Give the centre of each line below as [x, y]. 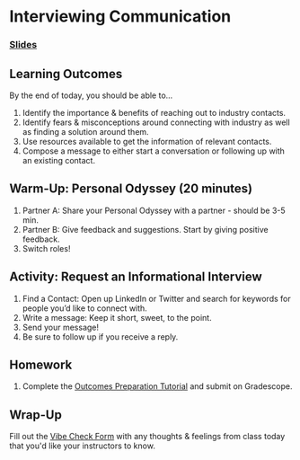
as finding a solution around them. [86, 131]
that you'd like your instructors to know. [82, 446]
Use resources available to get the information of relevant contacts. [147, 141]
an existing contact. [59, 160]
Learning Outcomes [66, 74]
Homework [41, 364]
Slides [23, 45]
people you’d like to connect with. [85, 308]
